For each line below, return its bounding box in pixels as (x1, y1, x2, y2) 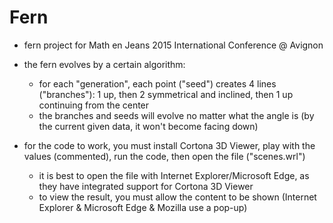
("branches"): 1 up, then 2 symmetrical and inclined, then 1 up (38, 88, 294, 100)
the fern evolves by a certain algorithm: (23, 58, 186, 70)
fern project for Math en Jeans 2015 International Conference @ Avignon (23, 39, 324, 51)
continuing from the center (38, 99, 150, 111)
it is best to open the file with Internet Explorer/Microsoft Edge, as (38, 169, 310, 181)
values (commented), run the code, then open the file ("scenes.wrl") (23, 150, 306, 162)
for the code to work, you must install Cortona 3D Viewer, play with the (23, 139, 316, 151)
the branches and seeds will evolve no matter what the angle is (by (38, 109, 315, 121)
